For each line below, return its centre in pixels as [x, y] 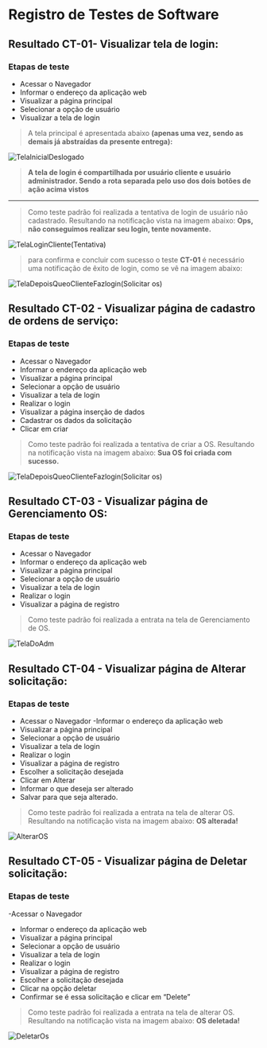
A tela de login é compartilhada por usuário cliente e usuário [129, 172]
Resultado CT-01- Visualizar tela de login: [113, 44]
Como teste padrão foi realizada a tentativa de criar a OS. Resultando [141, 444]
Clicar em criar [44, 429]
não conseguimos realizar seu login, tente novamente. [120, 229]
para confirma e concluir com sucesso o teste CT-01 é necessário [136, 259]
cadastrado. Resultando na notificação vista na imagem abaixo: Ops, [140, 220]
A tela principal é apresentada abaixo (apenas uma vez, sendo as [135, 133]
